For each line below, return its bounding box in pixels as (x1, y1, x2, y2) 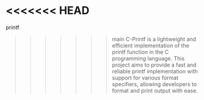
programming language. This (112, 55, 185, 62)
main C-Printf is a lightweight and (112, 35, 197, 42)
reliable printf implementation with (112, 67, 198, 75)
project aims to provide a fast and (112, 61, 197, 68)
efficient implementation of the (112, 42, 190, 49)
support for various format (112, 74, 178, 81)
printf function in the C (112, 48, 169, 55)
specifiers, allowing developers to (112, 80, 197, 88)
